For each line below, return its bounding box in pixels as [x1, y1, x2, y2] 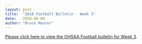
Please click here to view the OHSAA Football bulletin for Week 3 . [5, 34, 138, 40]
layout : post [5, 7, 32, 12]
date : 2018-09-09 [5, 16, 45, 21]
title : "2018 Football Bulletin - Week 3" [5, 12, 96, 16]
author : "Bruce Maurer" [5, 20, 54, 26]
